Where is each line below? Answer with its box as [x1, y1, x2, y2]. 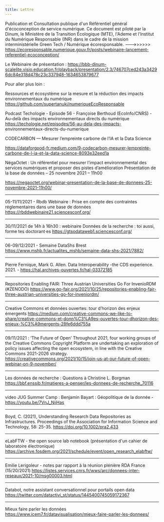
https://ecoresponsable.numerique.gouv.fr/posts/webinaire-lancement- [5, 46, 149, 52]
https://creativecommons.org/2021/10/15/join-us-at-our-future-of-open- [5, 355, 150, 362]
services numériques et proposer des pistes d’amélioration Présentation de [5, 165, 156, 171]
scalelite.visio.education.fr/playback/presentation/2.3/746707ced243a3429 [5, 66, 157, 72]
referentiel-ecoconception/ [5, 52, 60, 58]
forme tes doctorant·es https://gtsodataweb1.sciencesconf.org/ [5, 228, 132, 234]
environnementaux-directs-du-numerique [5, 126, 89, 132]
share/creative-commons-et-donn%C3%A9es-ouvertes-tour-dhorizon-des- [5, 316, 159, 322]
